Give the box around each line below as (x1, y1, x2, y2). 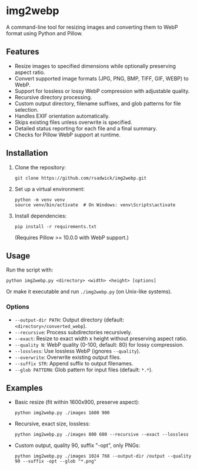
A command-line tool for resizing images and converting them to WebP (6, 23, 178, 31)
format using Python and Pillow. (6, 29, 83, 36)
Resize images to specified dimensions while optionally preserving (14, 62, 176, 69)
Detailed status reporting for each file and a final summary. (14, 125, 158, 132)
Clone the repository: (14, 163, 66, 171)
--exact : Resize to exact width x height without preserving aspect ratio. (14, 335, 188, 342)
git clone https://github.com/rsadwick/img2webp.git (14, 175, 147, 181)
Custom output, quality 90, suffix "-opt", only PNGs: (14, 442, 141, 449)
